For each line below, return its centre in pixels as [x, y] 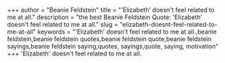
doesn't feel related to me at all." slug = [63, 24]
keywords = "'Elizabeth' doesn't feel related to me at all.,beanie [127, 32]
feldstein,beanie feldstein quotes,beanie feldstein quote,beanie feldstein [109, 39]
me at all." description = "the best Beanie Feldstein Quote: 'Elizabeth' [105, 17]
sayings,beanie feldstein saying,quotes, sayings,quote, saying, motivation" [113, 46]
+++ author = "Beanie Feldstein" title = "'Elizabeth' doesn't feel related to [111, 10]
